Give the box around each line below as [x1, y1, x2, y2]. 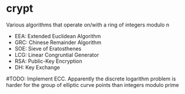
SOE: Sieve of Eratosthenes [14, 45, 81, 52]
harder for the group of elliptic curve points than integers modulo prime [6, 81, 180, 88]
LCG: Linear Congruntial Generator [14, 51, 99, 58]
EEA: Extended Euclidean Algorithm [14, 32, 101, 39]
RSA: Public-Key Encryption [14, 58, 82, 65]
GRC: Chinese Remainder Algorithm [14, 39, 101, 46]
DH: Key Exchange [14, 63, 60, 70]
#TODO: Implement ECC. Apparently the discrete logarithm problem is [6, 75, 176, 82]
